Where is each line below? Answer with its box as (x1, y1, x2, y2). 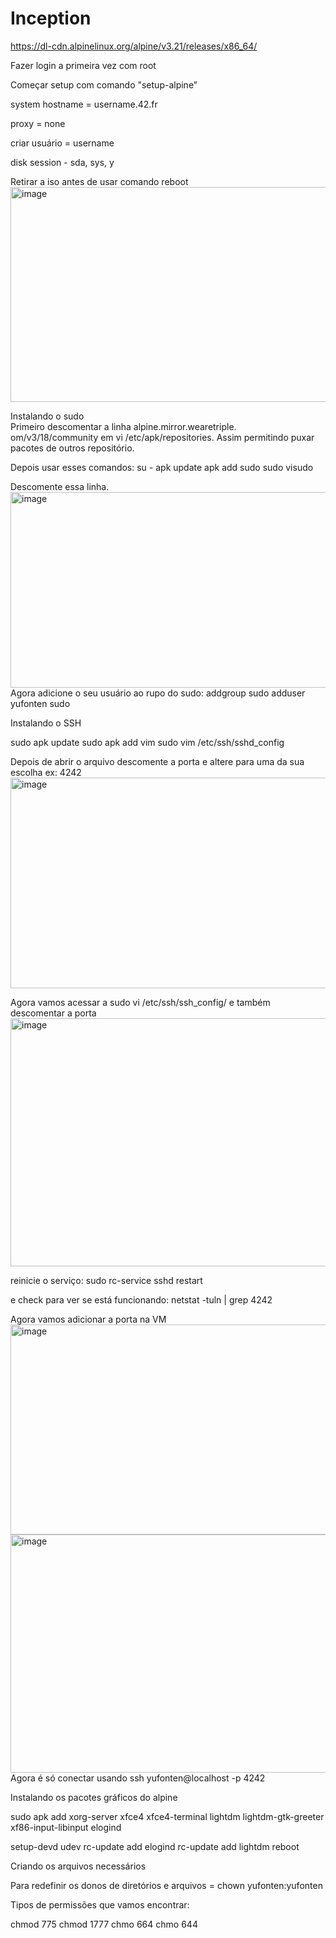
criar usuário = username (10, 137, 115, 149)
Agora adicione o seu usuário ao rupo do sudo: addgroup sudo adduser (10, 687, 306, 699)
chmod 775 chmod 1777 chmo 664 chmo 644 (10, 1918, 198, 1930)
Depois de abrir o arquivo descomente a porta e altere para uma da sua (10, 755, 305, 767)
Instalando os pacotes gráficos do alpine (10, 1791, 178, 1803)
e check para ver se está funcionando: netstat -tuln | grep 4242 (10, 1293, 273, 1306)
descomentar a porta (10, 1007, 97, 1019)
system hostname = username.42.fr (10, 98, 158, 110)
